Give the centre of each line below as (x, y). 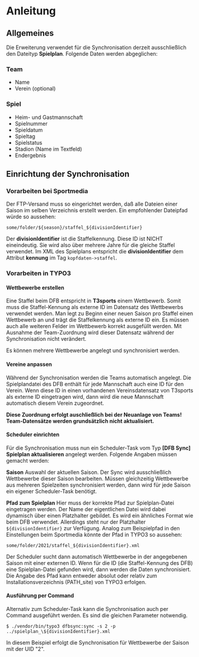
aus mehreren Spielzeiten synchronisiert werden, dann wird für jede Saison (98, 485)
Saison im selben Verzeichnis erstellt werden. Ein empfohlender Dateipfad (97, 210)
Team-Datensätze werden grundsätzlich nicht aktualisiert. (80, 421)
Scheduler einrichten (33, 435)
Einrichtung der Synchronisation (68, 174)
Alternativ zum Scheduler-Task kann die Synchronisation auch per (87, 609)
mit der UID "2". (25, 649)
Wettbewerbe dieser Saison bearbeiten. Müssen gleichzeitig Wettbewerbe (97, 478)
